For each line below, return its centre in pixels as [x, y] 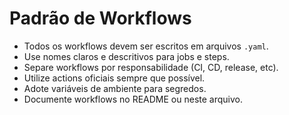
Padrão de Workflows [100, 18]
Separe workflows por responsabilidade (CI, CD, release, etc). [151, 67]
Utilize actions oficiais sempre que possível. [114, 78]
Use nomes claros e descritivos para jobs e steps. [126, 56]
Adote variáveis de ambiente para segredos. [115, 88]
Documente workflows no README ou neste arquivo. [133, 99]
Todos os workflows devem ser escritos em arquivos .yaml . [146, 46]
